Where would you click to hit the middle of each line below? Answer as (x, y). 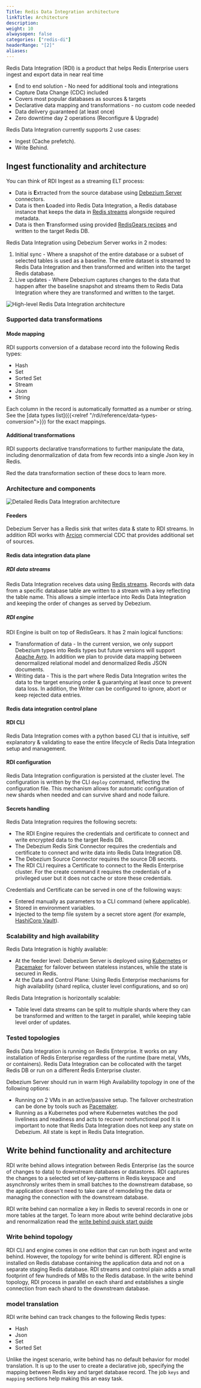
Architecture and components (51, 488)
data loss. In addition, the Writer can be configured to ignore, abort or (101, 688)
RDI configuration (28, 762)
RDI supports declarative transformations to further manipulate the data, (95, 449)
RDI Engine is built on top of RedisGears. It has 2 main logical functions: (94, 632)
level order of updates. (43, 1022)
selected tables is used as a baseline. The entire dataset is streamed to (103, 260)
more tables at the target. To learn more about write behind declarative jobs (100, 1215)
